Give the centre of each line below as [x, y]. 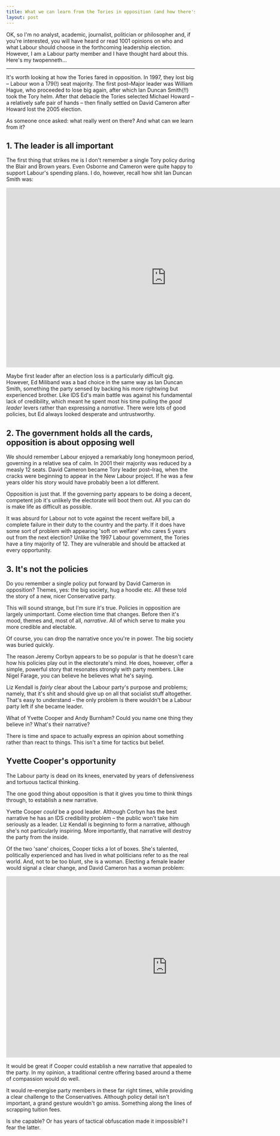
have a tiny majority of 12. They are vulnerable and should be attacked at [96, 544]
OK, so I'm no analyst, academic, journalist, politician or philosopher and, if [98, 34]
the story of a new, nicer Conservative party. [61, 596]
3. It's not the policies [47, 569]
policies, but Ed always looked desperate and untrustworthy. [81, 414]
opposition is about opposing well [70, 442]
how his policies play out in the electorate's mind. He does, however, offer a [100, 662]
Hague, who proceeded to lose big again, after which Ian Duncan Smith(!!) [98, 90]
